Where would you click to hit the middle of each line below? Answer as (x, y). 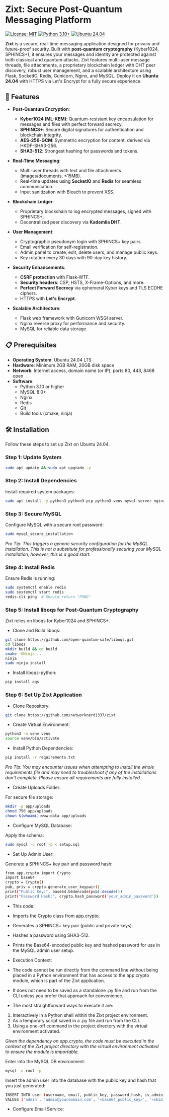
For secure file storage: (29, 797)
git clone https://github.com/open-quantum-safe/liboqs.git (70, 640)
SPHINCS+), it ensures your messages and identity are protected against (81, 54)
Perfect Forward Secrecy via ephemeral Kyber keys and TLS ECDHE (92, 287)
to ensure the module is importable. (42, 1052)
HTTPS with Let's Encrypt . (48, 299)
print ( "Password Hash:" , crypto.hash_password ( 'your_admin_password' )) (82, 896)
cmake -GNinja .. (23, 654)
